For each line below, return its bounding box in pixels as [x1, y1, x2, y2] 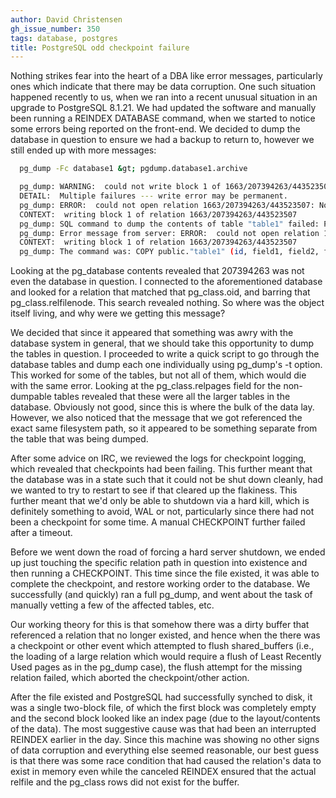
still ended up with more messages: [10, 144, 157, 156]
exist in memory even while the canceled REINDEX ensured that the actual [10, 766, 317, 778]
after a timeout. [10, 527, 73, 539]
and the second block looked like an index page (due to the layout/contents [10, 712, 321, 725]
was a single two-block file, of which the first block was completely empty [10, 702, 317, 714]
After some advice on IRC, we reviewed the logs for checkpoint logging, [10, 452, 307, 465]
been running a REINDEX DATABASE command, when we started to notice [10, 112, 316, 125]
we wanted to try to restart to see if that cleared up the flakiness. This [10, 484, 298, 496]
